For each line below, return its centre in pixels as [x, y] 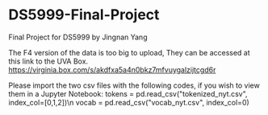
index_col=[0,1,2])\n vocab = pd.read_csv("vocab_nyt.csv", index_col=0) [129, 102]
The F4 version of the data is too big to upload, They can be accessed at [129, 52]
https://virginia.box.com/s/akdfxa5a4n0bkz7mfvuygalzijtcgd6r [112, 69]
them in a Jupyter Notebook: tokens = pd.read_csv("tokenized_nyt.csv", [128, 93]
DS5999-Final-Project [84, 15]
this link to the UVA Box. [48, 61]
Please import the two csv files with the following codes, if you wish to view [134, 85]
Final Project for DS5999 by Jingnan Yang [78, 37]
